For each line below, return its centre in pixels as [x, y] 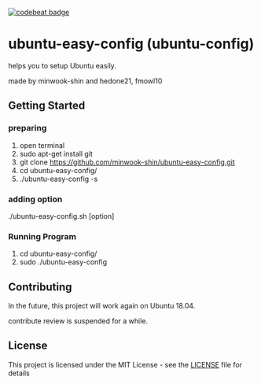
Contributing [40, 287]
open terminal [42, 145]
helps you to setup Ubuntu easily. [62, 65]
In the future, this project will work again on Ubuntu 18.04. [102, 306]
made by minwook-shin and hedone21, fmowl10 [85, 81]
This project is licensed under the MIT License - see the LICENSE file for [125, 364]
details [19, 373]
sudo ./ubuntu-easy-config [63, 262]
